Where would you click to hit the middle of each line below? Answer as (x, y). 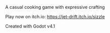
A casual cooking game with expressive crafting (55, 7)
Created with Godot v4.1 (30, 26)
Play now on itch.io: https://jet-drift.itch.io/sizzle (55, 16)
